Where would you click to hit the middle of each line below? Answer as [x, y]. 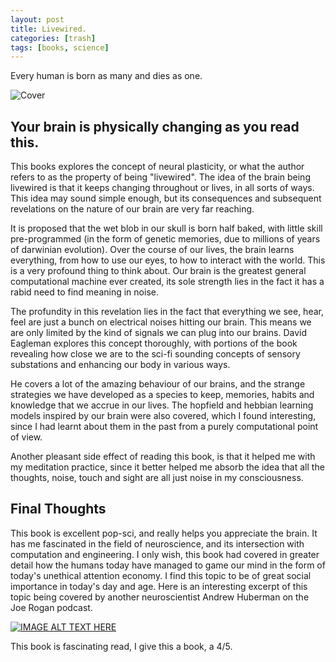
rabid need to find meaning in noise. [84, 292]
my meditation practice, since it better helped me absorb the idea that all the [167, 467]
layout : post [37, 19]
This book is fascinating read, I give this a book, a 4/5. [121, 646]
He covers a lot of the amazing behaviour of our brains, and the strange [158, 384]
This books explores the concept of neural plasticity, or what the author [157, 167]
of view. [26, 437]
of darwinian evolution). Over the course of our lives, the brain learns [152, 250]
